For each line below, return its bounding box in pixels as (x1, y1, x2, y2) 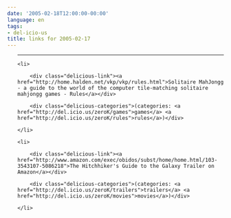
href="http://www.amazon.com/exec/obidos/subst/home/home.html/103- (16, 157, 218, 164)
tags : (7, 23, 23, 29)
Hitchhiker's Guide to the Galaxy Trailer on (82, 162, 214, 170)
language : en (7, 16, 45, 23)
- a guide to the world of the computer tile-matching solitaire (16, 85, 208, 92)
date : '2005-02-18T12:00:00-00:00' (7, 10, 109, 17)
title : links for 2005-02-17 (7, 36, 91, 43)
